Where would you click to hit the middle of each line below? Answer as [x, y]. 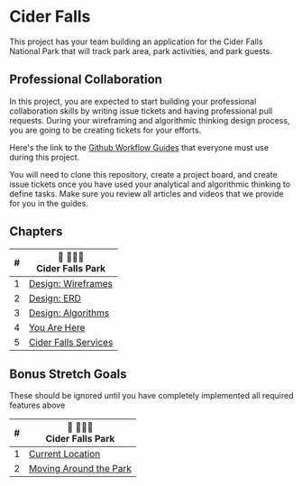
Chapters [36, 232]
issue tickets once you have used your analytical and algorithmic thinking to [150, 184]
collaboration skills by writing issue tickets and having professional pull [141, 111]
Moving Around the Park [80, 469]
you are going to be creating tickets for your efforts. [105, 130]
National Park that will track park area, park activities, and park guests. [141, 50]
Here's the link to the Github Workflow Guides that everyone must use [139, 147]
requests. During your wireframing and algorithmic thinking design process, [150, 120]
